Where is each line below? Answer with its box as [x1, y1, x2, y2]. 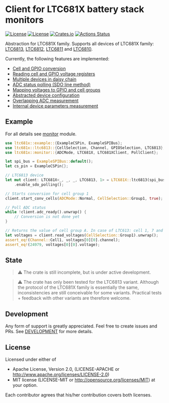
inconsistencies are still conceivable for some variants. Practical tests [17, 290, 162, 296]
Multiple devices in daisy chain [12, 76, 76, 82]
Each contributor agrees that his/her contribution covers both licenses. [5, 391, 152, 398]
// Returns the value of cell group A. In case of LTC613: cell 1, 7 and [5, 228, 163, 233]
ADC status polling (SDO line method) [12, 82, 91, 88]
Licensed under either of [5, 356, 56, 362]
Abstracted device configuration [12, 92, 79, 98]
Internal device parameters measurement [12, 103, 99, 109]
